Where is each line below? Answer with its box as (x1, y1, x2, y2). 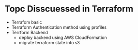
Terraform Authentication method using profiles (11, 24, 107, 30)
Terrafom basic (11, 19, 42, 25)
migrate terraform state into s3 (18, 39, 80, 45)
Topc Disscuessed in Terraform (4, 3, 134, 14)
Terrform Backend (11, 29, 48, 35)
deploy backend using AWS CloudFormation (18, 35, 107, 40)
